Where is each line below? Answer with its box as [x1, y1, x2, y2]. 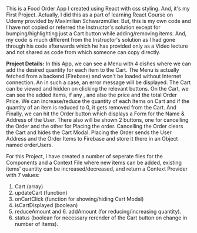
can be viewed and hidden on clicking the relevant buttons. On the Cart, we [6, 85, 189, 92]
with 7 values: [6, 172, 40, 178]
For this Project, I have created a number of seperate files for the [6, 153, 163, 159]
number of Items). [14, 221, 59, 227]
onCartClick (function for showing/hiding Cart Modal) [14, 195, 144, 202]
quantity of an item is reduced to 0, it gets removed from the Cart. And [6, 104, 176, 111]
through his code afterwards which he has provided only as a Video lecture [6, 42, 188, 49]
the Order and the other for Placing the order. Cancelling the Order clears [6, 123, 183, 129]
